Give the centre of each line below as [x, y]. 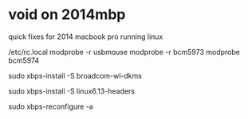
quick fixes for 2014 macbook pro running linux [86, 36]
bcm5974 [24, 60]
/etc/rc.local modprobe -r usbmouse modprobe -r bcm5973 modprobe [124, 52]
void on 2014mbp [67, 15]
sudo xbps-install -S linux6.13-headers [72, 91]
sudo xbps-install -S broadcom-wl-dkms [75, 75]
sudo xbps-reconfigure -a [51, 106]
